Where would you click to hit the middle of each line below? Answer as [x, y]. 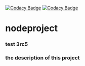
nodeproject [32, 28]
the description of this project [42, 58]
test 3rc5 [17, 44]
